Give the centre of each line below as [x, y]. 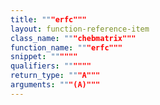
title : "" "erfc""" [48, 19]
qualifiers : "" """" [51, 66]
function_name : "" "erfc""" [66, 47]
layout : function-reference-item [80, 29]
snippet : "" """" [44, 57]
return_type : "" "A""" [55, 76]
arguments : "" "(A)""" [55, 85]
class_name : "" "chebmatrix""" [73, 38]
